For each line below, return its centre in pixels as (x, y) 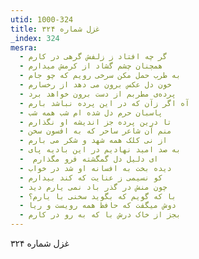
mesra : (24, 47)
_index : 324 (35, 38)
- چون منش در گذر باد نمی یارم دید (93, 187)
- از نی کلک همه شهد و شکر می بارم (93, 141)
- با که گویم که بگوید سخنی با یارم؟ (98, 196)
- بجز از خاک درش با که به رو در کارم (100, 215)
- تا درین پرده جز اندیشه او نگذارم (95, 122)
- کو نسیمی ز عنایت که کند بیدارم (91, 177)
